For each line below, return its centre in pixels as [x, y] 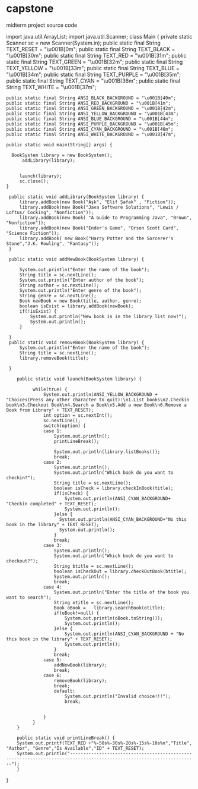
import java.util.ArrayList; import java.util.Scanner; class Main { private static [99, 36]
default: [65, 691]
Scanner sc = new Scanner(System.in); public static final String [84, 43]
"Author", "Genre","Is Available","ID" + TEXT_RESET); [75, 748]
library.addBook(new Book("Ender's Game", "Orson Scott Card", [99, 228]
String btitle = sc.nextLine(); [94, 566]
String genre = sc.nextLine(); [58, 296]
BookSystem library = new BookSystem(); [62, 155]
